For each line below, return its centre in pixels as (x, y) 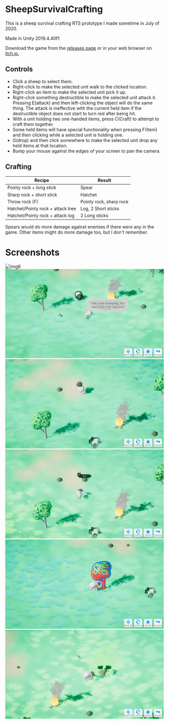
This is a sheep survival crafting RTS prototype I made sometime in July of (82, 23)
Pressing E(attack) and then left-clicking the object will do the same (82, 103)
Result (104, 180)
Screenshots (32, 252)
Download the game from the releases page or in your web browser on (78, 48)
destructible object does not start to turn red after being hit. (74, 113)
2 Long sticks (94, 215)
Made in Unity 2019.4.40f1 (32, 38)
